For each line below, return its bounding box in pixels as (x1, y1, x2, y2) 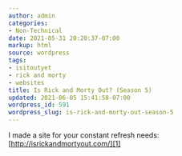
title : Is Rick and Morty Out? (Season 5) (8, 86, 152, 94)
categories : (8, 19, 48, 27)
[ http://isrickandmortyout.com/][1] (8, 139, 121, 148)
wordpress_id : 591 (8, 101, 70, 109)
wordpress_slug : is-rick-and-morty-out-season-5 (8, 109, 174, 117)
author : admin (8, 11, 56, 20)
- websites (8, 78, 45, 86)
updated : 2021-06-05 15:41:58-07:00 (8, 94, 131, 102)
